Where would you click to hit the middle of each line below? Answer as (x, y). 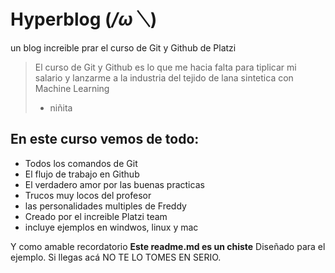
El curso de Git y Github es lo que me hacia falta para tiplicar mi (165, 67)
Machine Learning (72, 88)
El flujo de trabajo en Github (82, 174)
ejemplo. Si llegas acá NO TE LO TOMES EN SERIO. (116, 257)
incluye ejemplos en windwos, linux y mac (111, 227)
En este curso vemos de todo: (105, 139)
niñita (61, 107)
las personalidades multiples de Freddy (105, 206)
